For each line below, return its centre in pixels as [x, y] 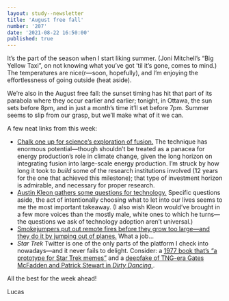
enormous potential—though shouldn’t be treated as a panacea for [111, 149]
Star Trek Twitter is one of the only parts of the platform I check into [112, 244]
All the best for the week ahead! [52, 278]
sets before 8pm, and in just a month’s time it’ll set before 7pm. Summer [108, 108]
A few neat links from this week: [52, 129]
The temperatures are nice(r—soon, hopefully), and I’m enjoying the [103, 73]
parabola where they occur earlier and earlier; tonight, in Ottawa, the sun [110, 101]
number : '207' [27, 26]
